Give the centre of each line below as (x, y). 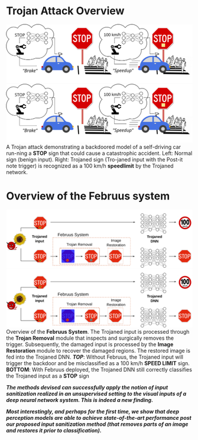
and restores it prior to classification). (54, 430)
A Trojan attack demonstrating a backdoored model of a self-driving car (94, 147)
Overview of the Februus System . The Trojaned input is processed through (98, 332)
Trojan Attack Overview (65, 11)
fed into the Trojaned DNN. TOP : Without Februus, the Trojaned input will (95, 357)
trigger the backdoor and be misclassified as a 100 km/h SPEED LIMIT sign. (98, 363)
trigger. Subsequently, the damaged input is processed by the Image (90, 344)
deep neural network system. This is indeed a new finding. (80, 400)
